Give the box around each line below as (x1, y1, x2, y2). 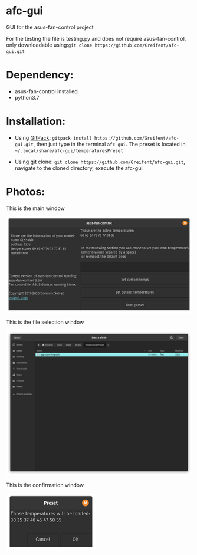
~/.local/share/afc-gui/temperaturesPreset (14, 147, 124, 154)
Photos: (6, 185, 45, 198)
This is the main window (6, 205, 65, 212)
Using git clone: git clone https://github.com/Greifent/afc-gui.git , (14, 158, 186, 165)
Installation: (6, 115, 66, 128)
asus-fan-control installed (14, 87, 78, 95)
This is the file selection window (6, 318, 84, 326)
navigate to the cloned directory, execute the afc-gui (14, 164, 143, 172)
